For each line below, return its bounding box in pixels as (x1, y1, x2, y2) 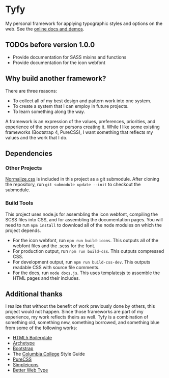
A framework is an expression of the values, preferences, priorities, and (5, 118, 156, 124)
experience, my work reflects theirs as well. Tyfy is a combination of (5, 314, 149, 320)
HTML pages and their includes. (12, 275, 80, 281)
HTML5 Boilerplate (12, 335, 52, 341)
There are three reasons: (5, 88, 58, 94)
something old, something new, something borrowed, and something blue (5, 319, 160, 326)
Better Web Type (12, 367, 48, 373)
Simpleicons (12, 362, 39, 368)
